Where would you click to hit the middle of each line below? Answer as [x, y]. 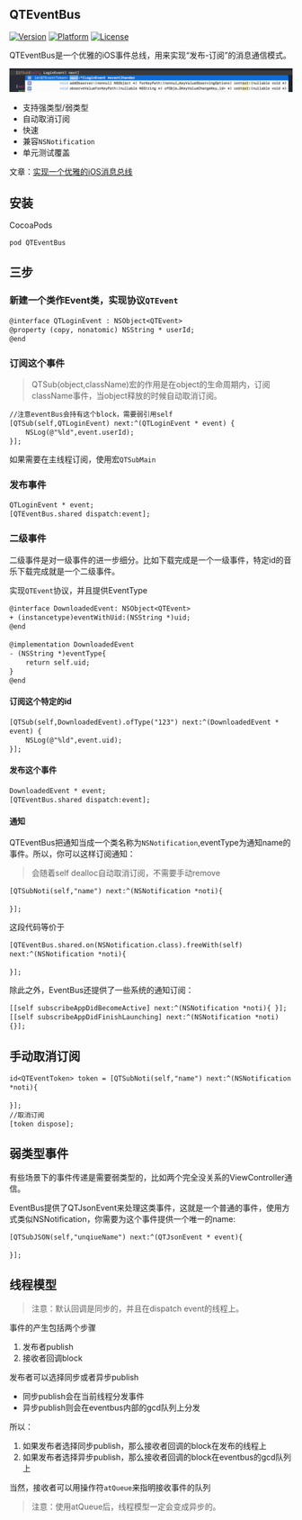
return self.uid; [58, 662]
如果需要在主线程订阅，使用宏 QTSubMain [83, 459]
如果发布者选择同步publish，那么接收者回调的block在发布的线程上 [144, 1445]
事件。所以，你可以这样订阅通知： [72, 854]
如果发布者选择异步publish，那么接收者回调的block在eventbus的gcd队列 [157, 1457]
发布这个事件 [33, 770]
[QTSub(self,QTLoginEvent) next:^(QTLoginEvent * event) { [122, 423]
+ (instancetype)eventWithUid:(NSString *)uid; [100, 617]
